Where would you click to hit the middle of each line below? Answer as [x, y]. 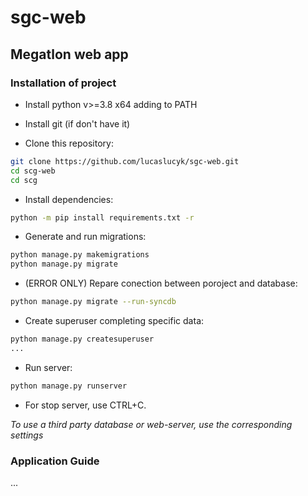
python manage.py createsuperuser [82, 339]
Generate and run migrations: [85, 237]
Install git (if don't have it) [77, 123]
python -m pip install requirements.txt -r [102, 217]
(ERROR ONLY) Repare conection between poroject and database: [161, 283]
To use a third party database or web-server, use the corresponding [151, 424]
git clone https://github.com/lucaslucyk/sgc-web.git [125, 161]
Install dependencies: [69, 199]
